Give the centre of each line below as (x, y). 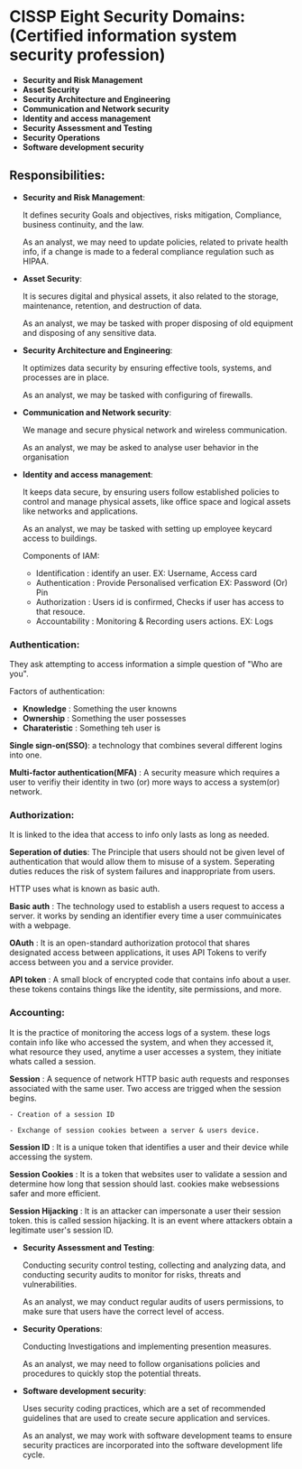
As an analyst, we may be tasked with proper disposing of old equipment (158, 323)
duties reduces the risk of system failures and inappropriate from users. (142, 871)
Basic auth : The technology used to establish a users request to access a (147, 907)
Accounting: (37, 1013)
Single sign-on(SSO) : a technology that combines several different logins (146, 746)
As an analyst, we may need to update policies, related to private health (155, 242)
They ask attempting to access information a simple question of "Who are (146, 665)
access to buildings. (59, 538)
